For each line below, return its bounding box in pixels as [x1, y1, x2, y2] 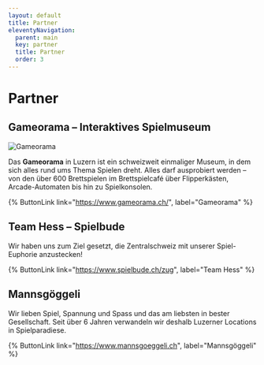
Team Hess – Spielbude [8, 220, 125, 233]
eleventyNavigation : [8, 26, 76, 34]
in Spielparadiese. [8, 325, 67, 335]
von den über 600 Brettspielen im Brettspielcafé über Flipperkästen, [8, 173, 229, 183]
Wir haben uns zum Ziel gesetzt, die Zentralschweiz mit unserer [8, 241, 215, 251]
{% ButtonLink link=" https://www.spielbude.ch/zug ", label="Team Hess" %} [8, 265, 255, 274]
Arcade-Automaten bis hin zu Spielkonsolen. [8, 182, 153, 192]
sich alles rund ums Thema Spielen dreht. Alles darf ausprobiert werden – [8, 165, 247, 174]
